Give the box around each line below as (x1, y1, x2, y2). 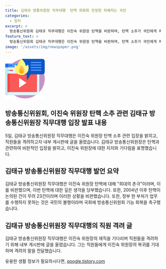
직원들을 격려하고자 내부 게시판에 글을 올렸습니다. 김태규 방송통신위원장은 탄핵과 (5, 139, 160, 145)
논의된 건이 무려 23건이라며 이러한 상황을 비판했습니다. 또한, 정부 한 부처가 (5, 193, 149, 199)
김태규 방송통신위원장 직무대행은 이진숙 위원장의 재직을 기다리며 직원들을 (5, 235, 145, 241)
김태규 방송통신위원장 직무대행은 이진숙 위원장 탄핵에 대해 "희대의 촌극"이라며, (5, 181, 156, 187)
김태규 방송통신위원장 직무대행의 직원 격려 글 (5, 221, 132, 230)
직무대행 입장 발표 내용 (42, 118, 107, 127)
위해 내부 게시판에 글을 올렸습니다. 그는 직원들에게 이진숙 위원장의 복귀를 (10, 242, 150, 248)
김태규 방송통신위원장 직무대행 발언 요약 (5, 167, 119, 175)
